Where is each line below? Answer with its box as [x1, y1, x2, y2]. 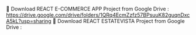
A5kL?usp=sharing [6, 18, 51, 24]
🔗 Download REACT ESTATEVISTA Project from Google [52, 18, 185, 24]
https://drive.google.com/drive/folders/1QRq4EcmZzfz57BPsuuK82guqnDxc [6, 11, 190, 18]
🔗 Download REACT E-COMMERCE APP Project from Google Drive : [6, 6, 169, 12]
